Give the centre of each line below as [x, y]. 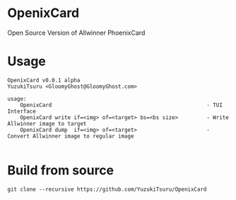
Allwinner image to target [47, 123]
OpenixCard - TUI [121, 105]
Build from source [61, 171]
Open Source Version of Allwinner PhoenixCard [76, 33]
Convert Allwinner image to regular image [71, 136]
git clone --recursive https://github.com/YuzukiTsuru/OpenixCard [107, 189]
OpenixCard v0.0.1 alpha [44, 80]
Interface [22, 111]
